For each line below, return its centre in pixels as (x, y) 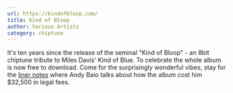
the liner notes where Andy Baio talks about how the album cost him (105, 75)
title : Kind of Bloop (39, 20)
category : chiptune (35, 33)
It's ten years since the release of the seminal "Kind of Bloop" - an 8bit (109, 53)
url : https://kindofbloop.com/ (53, 14)
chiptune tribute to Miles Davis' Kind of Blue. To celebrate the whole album (114, 60)
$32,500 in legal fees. (39, 82)
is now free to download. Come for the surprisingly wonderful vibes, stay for (116, 67)
